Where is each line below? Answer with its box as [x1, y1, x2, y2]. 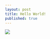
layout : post [5, 7, 31, 12]
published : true [5, 16, 37, 21]
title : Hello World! [5, 12, 47, 16]
